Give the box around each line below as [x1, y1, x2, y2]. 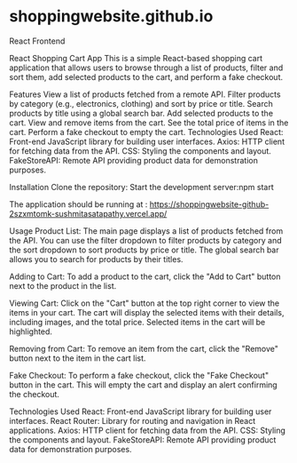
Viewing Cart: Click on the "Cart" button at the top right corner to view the [9, 298, 280, 308]
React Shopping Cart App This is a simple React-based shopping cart [9, 52, 263, 63]
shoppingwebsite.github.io [9, 6, 214, 27]
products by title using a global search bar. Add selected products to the [9, 108, 273, 118]
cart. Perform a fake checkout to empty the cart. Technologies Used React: [9, 126, 284, 137]
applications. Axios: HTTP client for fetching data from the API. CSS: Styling [9, 425, 286, 435]
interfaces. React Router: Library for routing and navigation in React [9, 415, 256, 426]
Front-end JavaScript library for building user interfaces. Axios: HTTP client [9, 136, 285, 147]
